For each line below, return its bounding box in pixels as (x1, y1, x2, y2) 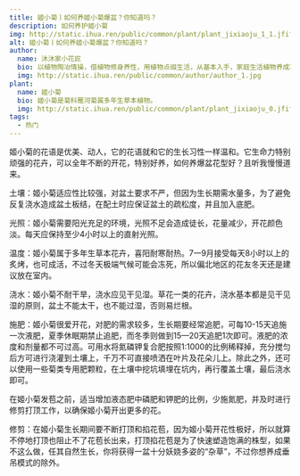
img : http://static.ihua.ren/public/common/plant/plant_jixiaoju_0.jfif (17, 104, 294, 113)
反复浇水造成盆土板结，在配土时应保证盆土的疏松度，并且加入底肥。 (9, 199, 260, 209)
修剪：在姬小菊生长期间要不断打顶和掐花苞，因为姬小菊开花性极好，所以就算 (9, 424, 291, 434)
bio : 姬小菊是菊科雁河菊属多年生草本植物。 (17, 95, 158, 105)
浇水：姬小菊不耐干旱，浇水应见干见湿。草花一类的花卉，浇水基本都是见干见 (9, 289, 291, 300)
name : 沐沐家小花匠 (17, 54, 82, 63)
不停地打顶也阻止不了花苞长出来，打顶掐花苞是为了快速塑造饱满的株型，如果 (9, 435, 291, 446)
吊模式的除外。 (9, 457, 64, 468)
